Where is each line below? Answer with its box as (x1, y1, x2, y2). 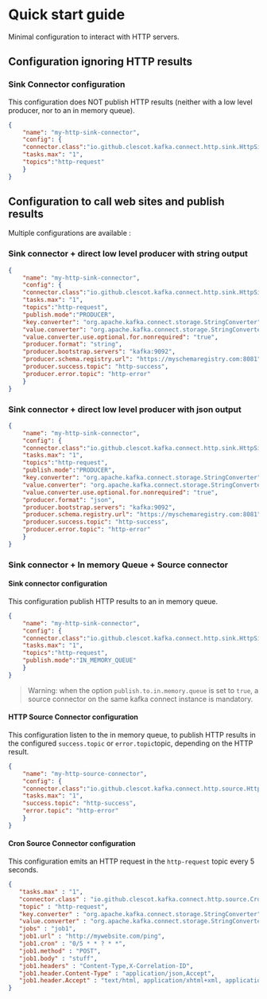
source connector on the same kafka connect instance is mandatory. (27, 694, 253, 703)
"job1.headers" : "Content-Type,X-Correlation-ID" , (18, 962, 194, 970)
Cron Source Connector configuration (8, 839, 137, 848)
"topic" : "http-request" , (18, 903, 109, 911)
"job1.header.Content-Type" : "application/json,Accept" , (18, 970, 215, 977)
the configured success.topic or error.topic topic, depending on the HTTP (8, 738, 253, 748)
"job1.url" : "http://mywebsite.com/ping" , (18, 932, 165, 941)
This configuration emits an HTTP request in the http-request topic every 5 (8, 856, 255, 866)
